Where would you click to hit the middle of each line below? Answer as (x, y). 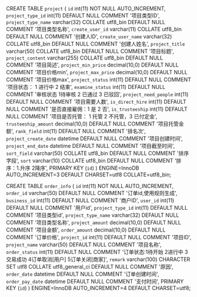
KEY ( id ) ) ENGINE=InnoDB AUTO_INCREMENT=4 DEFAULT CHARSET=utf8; (98, 288)
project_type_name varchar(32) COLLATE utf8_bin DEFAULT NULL (86, 22)
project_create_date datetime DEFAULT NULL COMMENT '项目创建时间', (95, 138)
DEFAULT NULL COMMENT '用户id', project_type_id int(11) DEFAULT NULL (97, 208)
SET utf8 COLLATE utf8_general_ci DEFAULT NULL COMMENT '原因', (90, 267)
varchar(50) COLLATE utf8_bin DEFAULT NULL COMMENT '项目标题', (90, 51)
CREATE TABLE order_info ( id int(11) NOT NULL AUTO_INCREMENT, (90, 186)
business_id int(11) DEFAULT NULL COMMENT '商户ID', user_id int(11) (90, 200)
